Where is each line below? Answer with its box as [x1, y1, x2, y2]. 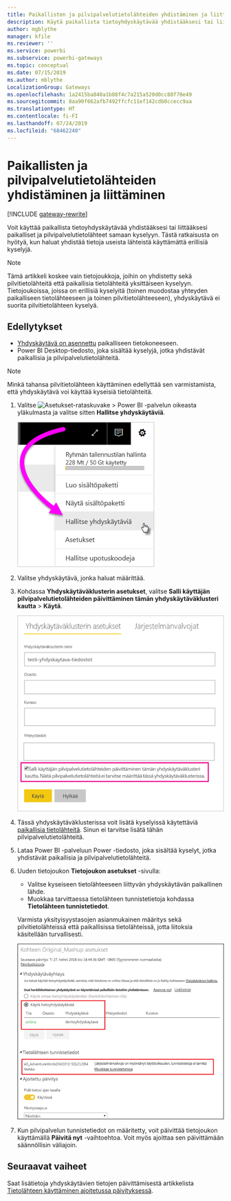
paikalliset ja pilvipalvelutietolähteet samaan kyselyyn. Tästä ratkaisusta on [7, 231, 219, 239]
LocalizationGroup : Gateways [7, 83, 91, 91]
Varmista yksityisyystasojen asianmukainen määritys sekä [16, 915, 182, 924]
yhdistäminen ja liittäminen [7, 187, 166, 202]
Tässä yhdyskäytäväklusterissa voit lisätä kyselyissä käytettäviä [16, 818, 198, 827]
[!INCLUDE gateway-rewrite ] [7, 210, 88, 218]
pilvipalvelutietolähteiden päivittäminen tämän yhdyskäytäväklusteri [16, 595, 219, 603]
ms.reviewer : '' [7, 40, 54, 47]
